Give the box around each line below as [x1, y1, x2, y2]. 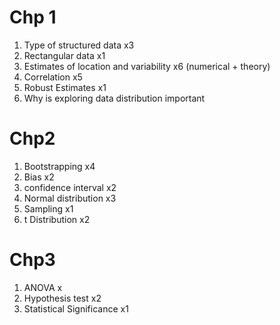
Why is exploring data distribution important [23, 92, 206, 104]
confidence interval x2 [23, 181, 117, 193]
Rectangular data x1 [23, 49, 106, 61]
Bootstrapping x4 [23, 160, 96, 172]
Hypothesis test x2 [23, 292, 102, 304]
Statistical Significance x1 [23, 302, 129, 315]
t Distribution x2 [23, 213, 91, 225]
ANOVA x [23, 281, 63, 293]
